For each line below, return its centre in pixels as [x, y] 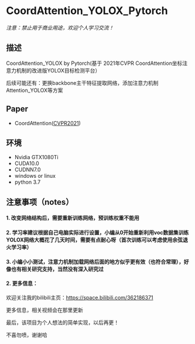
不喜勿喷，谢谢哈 [27, 335]
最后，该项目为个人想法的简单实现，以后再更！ [62, 322]
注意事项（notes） [40, 202]
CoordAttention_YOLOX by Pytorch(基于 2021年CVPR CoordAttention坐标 [94, 63]
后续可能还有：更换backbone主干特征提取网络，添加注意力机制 [82, 82]
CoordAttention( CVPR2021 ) [47, 123]
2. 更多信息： [22, 283]
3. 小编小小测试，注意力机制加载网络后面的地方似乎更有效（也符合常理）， [95, 262]
